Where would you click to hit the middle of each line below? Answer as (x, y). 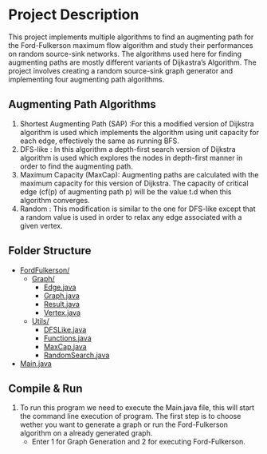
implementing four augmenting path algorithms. (86, 79)
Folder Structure (50, 251)
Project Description (74, 15)
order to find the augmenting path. (76, 166)
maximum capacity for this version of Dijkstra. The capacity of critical (134, 183)
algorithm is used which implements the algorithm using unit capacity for (139, 132)
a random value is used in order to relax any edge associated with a (131, 217)
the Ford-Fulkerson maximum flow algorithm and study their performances (131, 45)
